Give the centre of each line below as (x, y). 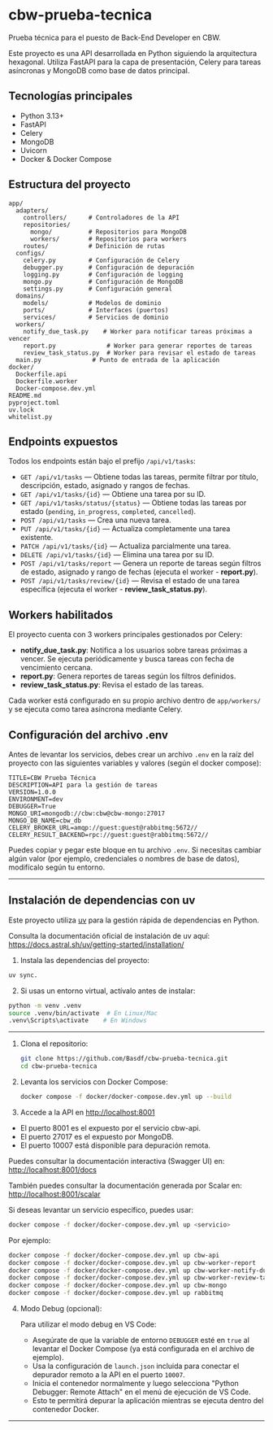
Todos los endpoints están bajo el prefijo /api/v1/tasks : (102, 461)
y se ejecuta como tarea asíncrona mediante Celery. (95, 709)
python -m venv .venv (45, 1005)
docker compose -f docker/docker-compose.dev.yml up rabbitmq (116, 1293)
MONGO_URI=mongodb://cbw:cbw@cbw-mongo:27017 (87, 813)
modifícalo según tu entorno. (57, 867)
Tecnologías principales (70, 96)
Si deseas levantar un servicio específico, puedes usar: (101, 1210)
